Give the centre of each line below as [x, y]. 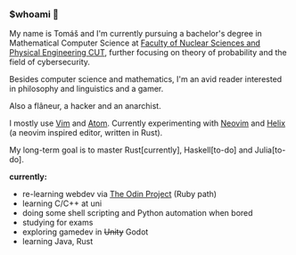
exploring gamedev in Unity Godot [85, 232]
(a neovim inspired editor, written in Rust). [86, 133]
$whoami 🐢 [34, 14]
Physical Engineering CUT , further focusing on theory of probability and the [148, 53]
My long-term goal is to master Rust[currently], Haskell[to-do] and [131, 150]
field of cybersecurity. [50, 62]
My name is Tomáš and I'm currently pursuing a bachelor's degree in [136, 34]
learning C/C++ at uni [62, 203]
